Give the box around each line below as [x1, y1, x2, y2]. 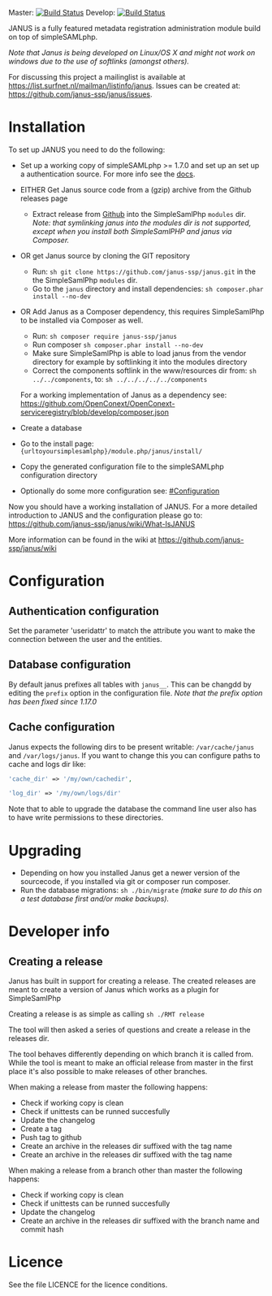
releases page [19, 193, 68, 203]
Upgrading [8, 841, 82, 860]
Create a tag [19, 1124, 63, 1133]
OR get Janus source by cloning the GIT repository [19, 250, 191, 260]
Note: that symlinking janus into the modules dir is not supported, [32, 218, 252, 228]
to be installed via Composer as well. [19, 315, 144, 325]
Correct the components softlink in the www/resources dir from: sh [32, 366, 257, 375]
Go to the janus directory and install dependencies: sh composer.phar [32, 284, 264, 293]
